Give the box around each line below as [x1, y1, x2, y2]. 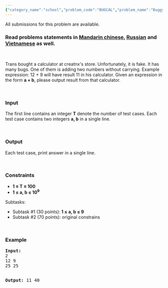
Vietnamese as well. [5, 40, 55, 47]
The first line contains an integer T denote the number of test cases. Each [5, 111, 157, 117]
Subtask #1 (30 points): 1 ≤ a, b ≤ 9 [12, 209, 84, 215]
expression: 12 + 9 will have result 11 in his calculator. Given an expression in [5, 71, 162, 78]
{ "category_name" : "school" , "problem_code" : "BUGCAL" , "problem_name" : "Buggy [5, 7, 164, 13]
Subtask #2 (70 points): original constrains [12, 214, 100, 220]
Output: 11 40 [5, 277, 40, 283]
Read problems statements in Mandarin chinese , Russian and [5, 34, 157, 41]
